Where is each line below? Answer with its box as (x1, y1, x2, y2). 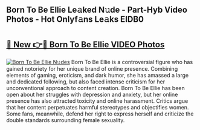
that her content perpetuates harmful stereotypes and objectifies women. (6, 104, 189, 111)
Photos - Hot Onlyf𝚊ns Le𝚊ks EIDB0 (6, 15, 144, 25)
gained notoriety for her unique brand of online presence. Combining (6, 65, 178, 72)
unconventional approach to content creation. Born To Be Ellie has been (6, 85, 185, 91)
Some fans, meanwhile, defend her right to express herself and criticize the (6, 110, 194, 117)
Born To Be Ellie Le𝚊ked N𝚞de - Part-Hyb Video (6, 5, 187, 15)
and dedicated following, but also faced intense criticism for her (6, 78, 165, 85)
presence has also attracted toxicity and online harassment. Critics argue (6, 97, 189, 105)
